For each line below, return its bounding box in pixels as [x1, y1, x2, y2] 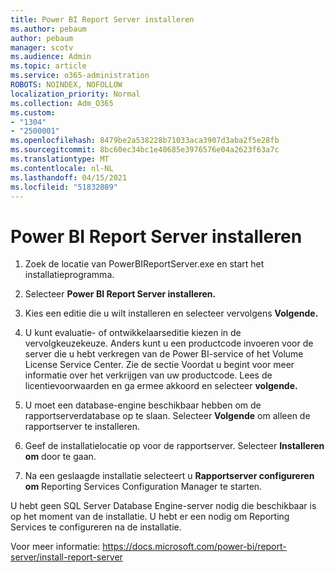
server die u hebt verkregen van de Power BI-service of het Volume [24, 348, 304, 360]
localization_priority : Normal [10, 89, 141, 99]
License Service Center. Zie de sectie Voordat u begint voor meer [24, 359, 295, 371]
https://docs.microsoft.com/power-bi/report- [102, 541, 287, 553]
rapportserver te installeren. [24, 421, 140, 433]
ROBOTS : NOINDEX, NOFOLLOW [10, 80, 123, 90]
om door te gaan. [24, 451, 97, 463]
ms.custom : [10, 107, 56, 118]
